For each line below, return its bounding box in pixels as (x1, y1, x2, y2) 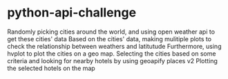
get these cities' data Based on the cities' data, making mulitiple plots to (7, 34, 212, 43)
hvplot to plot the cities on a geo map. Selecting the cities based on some (7, 49, 216, 58)
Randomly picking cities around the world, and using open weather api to (7, 27, 216, 36)
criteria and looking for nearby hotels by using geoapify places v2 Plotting (7, 56, 218, 65)
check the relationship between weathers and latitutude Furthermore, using (7, 42, 222, 50)
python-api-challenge (7, 5, 137, 21)
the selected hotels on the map (7, 64, 95, 72)
